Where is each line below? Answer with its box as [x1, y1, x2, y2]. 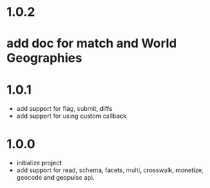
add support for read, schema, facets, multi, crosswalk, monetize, [16, 166, 204, 174]
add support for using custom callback [16, 112, 127, 121]
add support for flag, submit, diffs [16, 105, 113, 113]
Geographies [6, 50, 82, 66]
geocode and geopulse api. [16, 174, 95, 182]
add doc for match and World [6, 36, 178, 52]
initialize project [16, 159, 62, 167]
